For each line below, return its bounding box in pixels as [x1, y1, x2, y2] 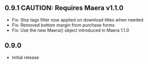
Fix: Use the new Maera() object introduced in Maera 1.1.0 [11, 27, 129, 33]
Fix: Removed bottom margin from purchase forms [11, 22, 115, 28]
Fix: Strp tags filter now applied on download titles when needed [11, 17, 144, 22]
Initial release [11, 54, 39, 60]
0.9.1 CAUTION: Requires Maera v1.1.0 [4, 4, 124, 12]
